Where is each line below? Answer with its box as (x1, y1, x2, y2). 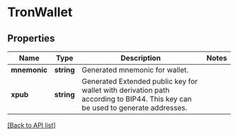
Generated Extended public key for (81, 77, 198, 86)
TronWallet (7, 4, 73, 20)
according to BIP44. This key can (81, 94, 193, 104)
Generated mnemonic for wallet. (81, 65, 189, 75)
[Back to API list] (7, 121, 56, 129)
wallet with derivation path (81, 85, 170, 95)
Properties (7, 32, 55, 44)
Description (120, 54, 161, 63)
